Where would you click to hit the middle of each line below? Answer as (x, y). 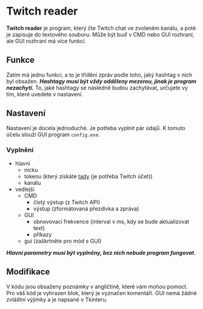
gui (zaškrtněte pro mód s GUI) (63, 241)
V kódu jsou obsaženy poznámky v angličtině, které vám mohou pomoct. (97, 286)
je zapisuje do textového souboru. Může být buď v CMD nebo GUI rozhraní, (100, 34)
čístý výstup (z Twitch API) (67, 202)
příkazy (42, 234)
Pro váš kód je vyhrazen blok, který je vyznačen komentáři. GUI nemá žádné (101, 293)
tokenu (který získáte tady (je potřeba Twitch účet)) (88, 176)
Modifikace (28, 272)
